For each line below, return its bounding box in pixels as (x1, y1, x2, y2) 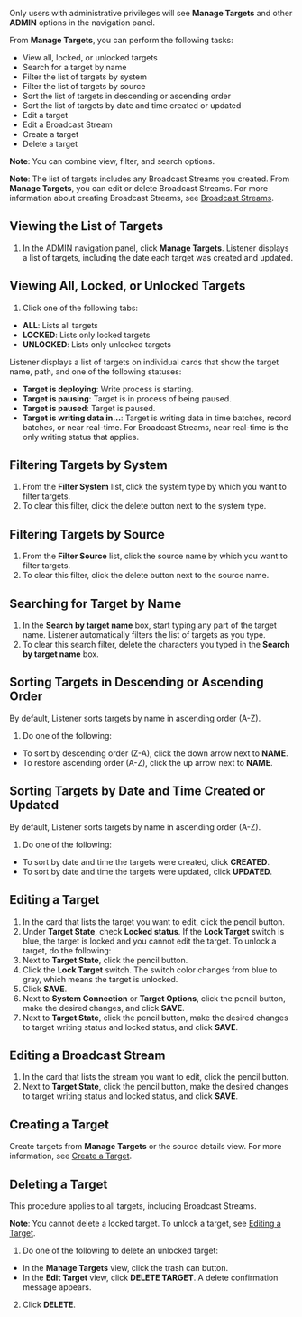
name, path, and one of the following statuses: (9, 365, 182, 377)
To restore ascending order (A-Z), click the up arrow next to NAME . (22, 757, 273, 768)
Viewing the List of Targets (9, 218, 164, 234)
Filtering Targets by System (9, 457, 169, 473)
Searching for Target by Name (9, 595, 182, 612)
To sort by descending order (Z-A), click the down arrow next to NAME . (22, 748, 288, 759)
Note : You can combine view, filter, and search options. (9, 156, 215, 166)
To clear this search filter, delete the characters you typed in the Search (22, 640, 290, 650)
